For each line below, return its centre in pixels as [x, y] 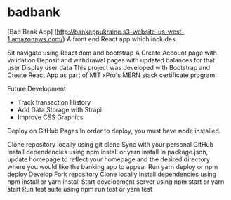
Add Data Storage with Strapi [59, 109]
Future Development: [38, 88]
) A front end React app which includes [119, 39]
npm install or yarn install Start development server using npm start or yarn [116, 181]
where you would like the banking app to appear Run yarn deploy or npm [113, 166]
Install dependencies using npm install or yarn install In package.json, [108, 152]
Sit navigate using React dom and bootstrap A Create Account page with [112, 53]
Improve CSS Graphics [50, 117]
